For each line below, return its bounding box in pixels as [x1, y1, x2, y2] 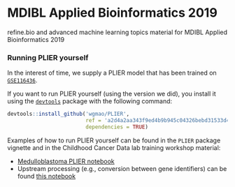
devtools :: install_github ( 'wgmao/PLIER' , [7, 110, 130, 118]
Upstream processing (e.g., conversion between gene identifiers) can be [17, 164, 227, 172]
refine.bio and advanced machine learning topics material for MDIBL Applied [7, 28, 228, 36]
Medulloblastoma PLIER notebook [17, 157, 115, 165]
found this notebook [17, 172, 76, 180]
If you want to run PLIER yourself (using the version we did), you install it [7, 89, 217, 98]
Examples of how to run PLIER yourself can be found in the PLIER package [7, 136, 221, 144]
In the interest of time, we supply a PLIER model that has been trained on [7, 68, 217, 77]
